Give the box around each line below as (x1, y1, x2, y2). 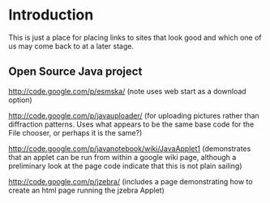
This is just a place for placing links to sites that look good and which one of (8, 32, 262, 42)
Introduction (8, 6, 94, 24)
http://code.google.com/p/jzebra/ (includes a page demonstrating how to (8, 176, 253, 186)
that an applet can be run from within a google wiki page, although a (8, 152, 237, 162)
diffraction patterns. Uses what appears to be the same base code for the (8, 119, 255, 129)
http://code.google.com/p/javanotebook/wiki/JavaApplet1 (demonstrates (8, 144, 251, 153)
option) (8, 95, 32, 105)
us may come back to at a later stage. (8, 41, 134, 50)
